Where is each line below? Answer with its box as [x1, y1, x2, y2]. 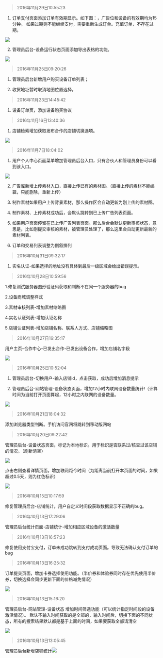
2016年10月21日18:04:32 [16, 411, 66, 417]
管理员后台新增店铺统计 [5, 648, 52, 654]
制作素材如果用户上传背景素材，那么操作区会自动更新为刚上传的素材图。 [12, 199, 157, 205]
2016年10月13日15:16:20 [16, 596, 65, 601]
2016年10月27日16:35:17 [16, 335, 65, 341]
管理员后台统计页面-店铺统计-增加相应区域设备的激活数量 [5, 524, 120, 529]
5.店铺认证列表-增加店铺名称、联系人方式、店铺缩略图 [5, 325, 113, 330]
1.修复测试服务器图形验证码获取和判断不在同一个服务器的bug [5, 284, 127, 289]
